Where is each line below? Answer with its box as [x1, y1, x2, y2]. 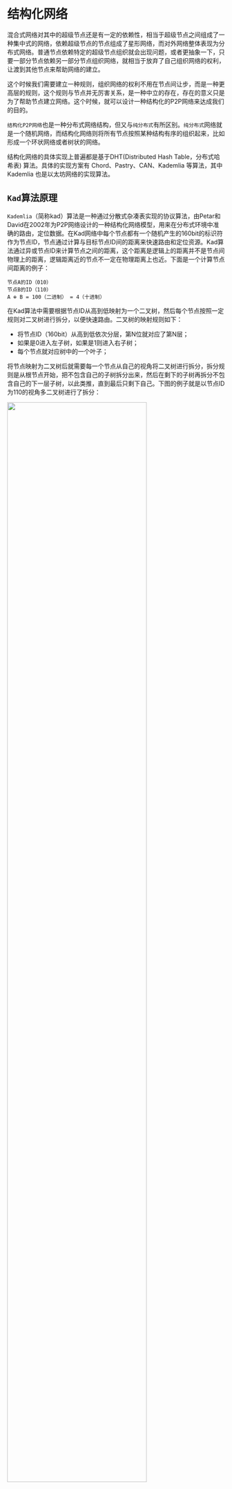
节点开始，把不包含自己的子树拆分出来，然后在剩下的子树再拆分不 [30, 370, 219, 379]
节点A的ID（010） [7, 278, 52, 286]
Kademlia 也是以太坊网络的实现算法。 [7, 170, 114, 178]
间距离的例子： [7, 264, 50, 272]
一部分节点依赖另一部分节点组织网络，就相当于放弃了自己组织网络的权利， [12, 56, 225, 64]
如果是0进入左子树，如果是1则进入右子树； [17, 339, 139, 347]
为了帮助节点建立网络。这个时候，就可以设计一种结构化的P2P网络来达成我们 [7, 97, 224, 105]
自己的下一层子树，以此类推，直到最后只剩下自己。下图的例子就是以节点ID [12, 379, 225, 388]
